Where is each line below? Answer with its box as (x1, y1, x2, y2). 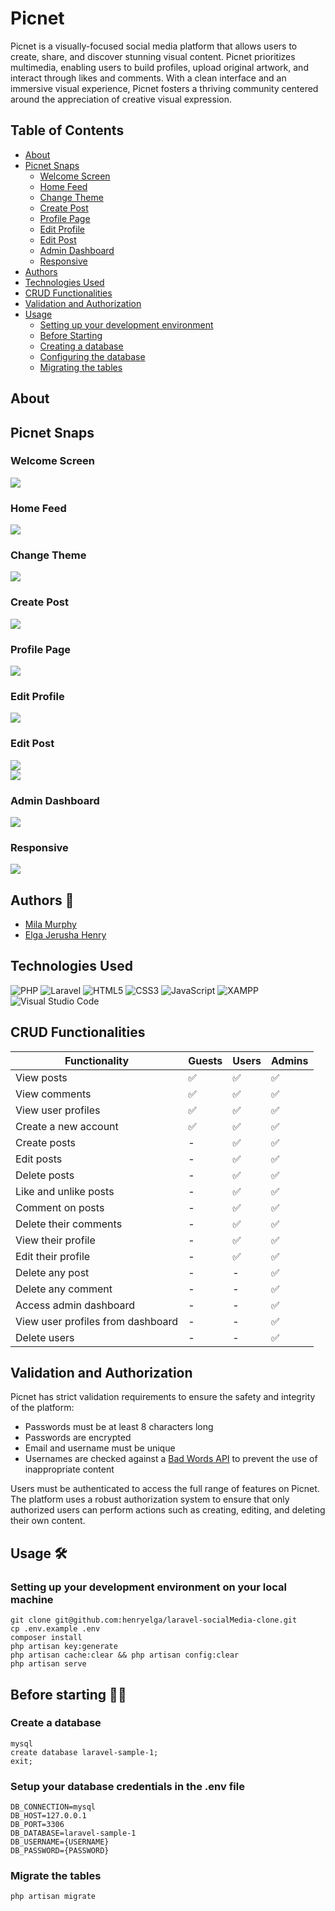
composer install (10, 1633, 83, 1643)
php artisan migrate (10, 1892, 97, 1902)
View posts (15, 1070, 68, 1084)
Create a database (10, 1716, 102, 1730)
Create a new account (15, 1119, 119, 1133)
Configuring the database (39, 350, 146, 362)
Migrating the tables (39, 361, 123, 373)
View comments (15, 1087, 92, 1101)
